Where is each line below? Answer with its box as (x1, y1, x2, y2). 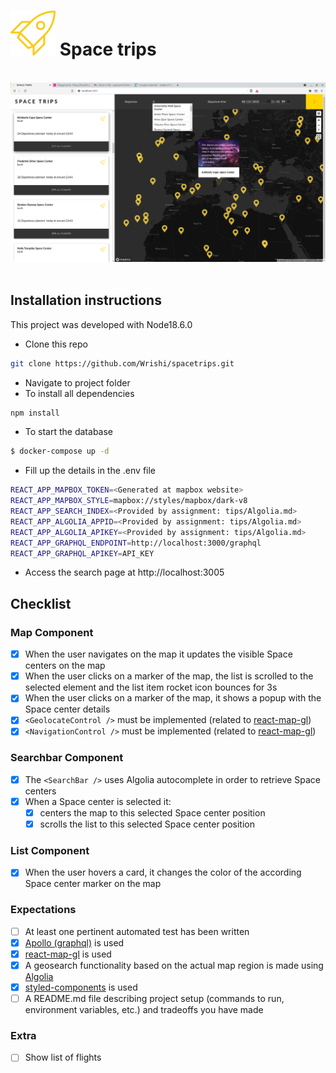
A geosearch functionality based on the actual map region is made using (24, 959, 324, 971)
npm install (10, 408, 60, 418)
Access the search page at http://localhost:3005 (24, 566, 225, 579)
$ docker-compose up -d (10, 446, 110, 457)
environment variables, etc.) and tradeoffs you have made (24, 1004, 264, 1016)
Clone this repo (24, 338, 88, 350)
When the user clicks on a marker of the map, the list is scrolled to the (24, 670, 314, 682)
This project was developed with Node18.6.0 (10, 318, 193, 330)
